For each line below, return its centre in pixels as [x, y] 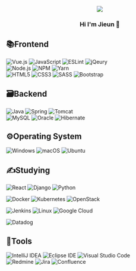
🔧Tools [19, 241]
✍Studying [28, 170]
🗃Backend [27, 94]
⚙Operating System [44, 136]
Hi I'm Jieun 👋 [100, 24]
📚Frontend [28, 44]
